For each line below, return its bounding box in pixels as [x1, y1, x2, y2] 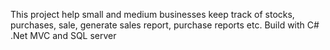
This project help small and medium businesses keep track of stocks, [10, 9, 295, 20]
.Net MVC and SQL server [10, 30, 117, 41]
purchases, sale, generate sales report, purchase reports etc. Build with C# [10, 19, 320, 31]
